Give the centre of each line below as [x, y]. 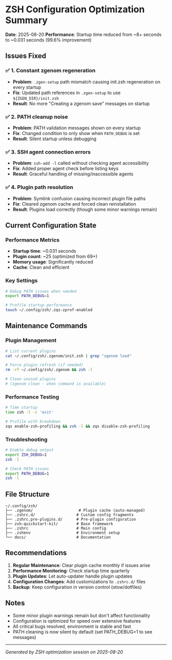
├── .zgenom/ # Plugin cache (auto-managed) [75, 511]
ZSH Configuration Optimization [75, 9]
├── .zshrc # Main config [56, 529]
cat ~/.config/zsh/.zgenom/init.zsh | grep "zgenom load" [68, 356]
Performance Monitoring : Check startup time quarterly [71, 570]
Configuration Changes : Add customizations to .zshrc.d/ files [79, 581]
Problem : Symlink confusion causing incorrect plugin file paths [79, 199]
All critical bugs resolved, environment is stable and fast [72, 626]
